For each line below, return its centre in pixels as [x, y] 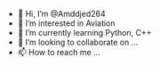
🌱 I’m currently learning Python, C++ [85, 33]
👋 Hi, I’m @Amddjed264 [61, 14]
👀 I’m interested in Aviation [66, 23]
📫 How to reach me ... [59, 52]
